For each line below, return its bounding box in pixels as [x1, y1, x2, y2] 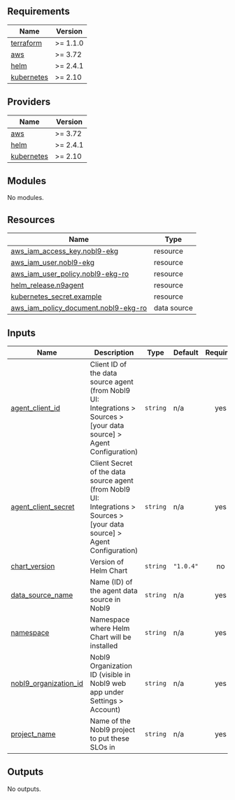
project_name [10, 729, 56, 739]
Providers [7, 96, 51, 108]
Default [173, 348, 199, 357]
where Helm [90, 624, 130, 634]
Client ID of [90, 359, 127, 369]
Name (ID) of [90, 577, 133, 587]
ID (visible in [90, 670, 131, 680]
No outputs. [7, 785, 41, 793]
